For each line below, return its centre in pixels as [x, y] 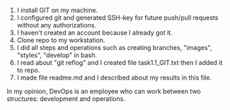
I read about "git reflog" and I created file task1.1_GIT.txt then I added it [120, 62]
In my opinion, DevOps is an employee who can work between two [104, 91]
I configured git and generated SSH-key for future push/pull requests [117, 18]
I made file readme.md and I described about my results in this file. [114, 78]
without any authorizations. [57, 25]
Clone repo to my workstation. [61, 40]
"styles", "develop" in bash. [57, 55]
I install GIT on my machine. [57, 10]
